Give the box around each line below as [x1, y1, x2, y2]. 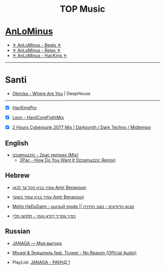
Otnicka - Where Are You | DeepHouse [12, 91, 91, 97]
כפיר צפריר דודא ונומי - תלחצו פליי [12, 213, 76, 219]
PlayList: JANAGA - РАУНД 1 [12, 259, 70, 265]
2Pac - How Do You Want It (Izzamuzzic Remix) [19, 157, 116, 163]
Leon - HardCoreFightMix [12, 114, 64, 121]
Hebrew [5, 171, 30, 180]
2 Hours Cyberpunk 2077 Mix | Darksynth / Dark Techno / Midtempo [12, 124, 151, 131]
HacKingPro [12, 105, 37, 111]
